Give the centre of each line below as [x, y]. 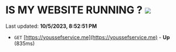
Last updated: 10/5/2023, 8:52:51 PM [51, 26]
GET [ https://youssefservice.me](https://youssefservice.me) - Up [92, 37]
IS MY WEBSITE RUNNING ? [74, 10]
